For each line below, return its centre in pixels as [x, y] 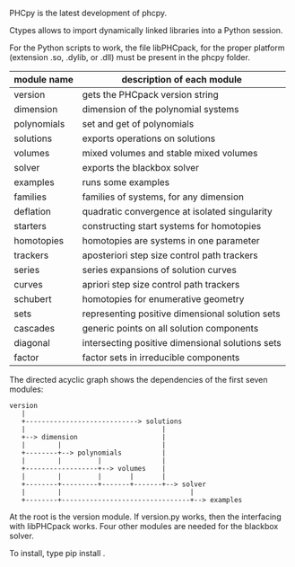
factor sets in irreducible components [161, 357]
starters [30, 226]
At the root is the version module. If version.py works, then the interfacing [145, 517]
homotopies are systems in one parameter [171, 240]
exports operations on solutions [149, 138]
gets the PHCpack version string [150, 95]
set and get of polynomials [138, 124]
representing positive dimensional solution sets [181, 314]
